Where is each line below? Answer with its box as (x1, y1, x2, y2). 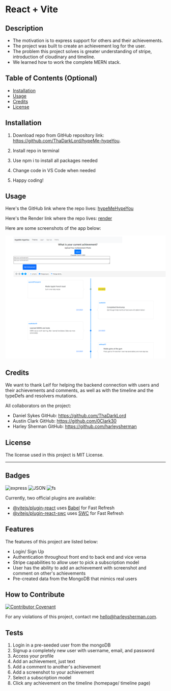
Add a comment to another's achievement (12, 664, 101, 670)
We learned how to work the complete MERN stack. (12, 59, 121, 65)
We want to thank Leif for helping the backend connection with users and (5, 382, 159, 388)
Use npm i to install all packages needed (12, 157, 98, 163)
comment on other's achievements (12, 570, 86, 576)
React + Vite (5, 4, 59, 15)
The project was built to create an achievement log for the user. (12, 43, 146, 49)
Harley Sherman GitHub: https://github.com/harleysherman (12, 423, 137, 430)
